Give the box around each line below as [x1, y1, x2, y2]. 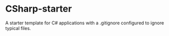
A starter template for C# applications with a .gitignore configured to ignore [5, 20, 164, 26]
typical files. [5, 25, 31, 31]
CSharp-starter [5, 3, 72, 15]
